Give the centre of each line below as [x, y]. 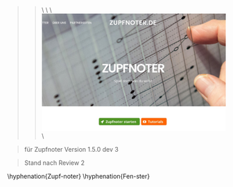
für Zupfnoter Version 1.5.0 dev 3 [71, 149]
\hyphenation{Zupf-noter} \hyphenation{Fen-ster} [79, 176]
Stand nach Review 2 [54, 163]
